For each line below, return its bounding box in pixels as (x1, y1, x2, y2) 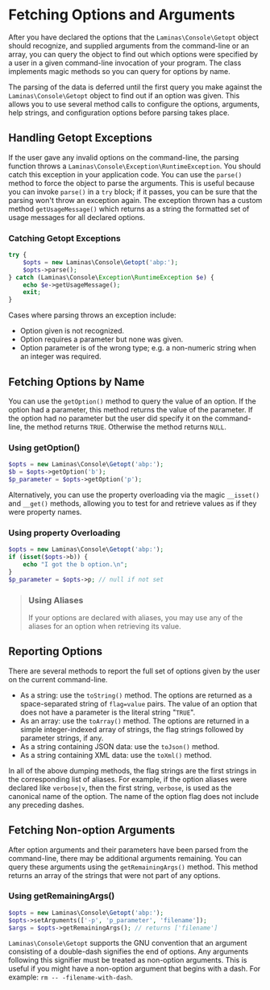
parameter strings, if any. (19, 733, 104, 743)
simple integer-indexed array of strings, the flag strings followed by (19, 724, 244, 734)
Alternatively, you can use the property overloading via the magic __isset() (8, 490, 260, 499)
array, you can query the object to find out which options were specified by (8, 49, 259, 59)
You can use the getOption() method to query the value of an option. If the (8, 396, 256, 406)
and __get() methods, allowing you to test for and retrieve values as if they (8, 498, 257, 508)
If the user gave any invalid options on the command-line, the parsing (8, 152, 239, 162)
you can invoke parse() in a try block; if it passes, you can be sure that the (8, 187, 258, 197)
